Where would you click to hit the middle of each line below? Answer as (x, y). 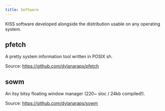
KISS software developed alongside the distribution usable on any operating (83, 24)
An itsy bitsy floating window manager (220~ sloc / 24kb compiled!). (75, 94)
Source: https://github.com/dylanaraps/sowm (52, 103)
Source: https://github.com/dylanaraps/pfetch (52, 66)
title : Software (22, 10)
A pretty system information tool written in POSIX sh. (59, 56)
